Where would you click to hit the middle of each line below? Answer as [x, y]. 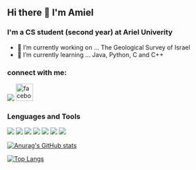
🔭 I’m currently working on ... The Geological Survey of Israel [104, 47]
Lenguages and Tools [44, 116]
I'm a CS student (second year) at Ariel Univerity [90, 32]
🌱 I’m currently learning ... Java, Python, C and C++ [90, 54]
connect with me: [37, 72]
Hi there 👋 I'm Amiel [50, 13]
